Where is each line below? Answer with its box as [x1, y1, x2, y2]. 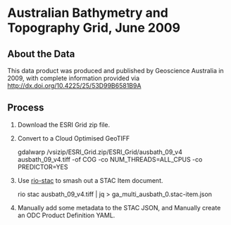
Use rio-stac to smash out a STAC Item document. [17, 176, 163, 184]
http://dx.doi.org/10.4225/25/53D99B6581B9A [7, 82, 142, 89]
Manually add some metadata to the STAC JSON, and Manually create [17, 203, 221, 212]
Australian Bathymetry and [7, 5, 169, 21]
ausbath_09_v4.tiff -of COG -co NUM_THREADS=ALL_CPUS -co [17, 155, 203, 163]
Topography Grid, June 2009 [7, 20, 181, 36]
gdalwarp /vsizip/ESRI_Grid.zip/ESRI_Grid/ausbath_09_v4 [17, 148, 183, 156]
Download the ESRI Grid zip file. [17, 120, 111, 129]
